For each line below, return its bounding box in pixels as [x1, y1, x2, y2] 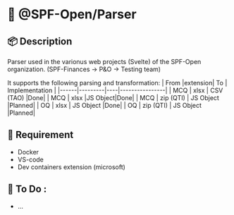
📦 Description [7, 35, 73, 47]
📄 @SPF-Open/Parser [7, 6, 137, 23]
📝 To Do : [7, 183, 47, 195]
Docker [17, 147, 39, 156]
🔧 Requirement [7, 129, 74, 141]
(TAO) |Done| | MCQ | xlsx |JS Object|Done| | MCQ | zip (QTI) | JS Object [7, 94, 220, 102]
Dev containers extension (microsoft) [17, 162, 125, 171]
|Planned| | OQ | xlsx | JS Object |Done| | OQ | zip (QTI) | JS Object [7, 102, 202, 109]
